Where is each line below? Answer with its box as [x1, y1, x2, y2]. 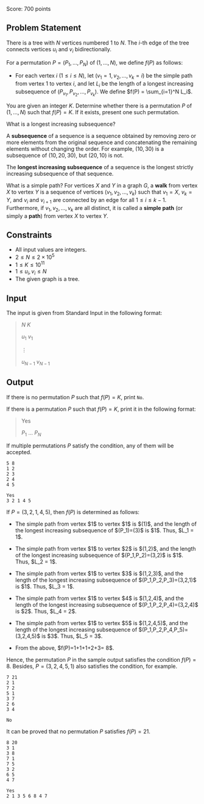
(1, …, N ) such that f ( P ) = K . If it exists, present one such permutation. [6, 109, 180, 116]
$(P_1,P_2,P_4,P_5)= [138, 626, 189, 634]
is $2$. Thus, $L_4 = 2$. [15, 607, 77, 615]
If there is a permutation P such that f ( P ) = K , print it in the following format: [6, 405, 196, 413]
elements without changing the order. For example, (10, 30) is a [6, 145, 164, 153]
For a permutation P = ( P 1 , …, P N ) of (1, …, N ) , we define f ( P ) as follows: [6, 59, 183, 68]
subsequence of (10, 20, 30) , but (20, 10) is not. [6, 152, 124, 159]
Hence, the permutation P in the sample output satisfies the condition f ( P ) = [6, 656, 197, 664]
